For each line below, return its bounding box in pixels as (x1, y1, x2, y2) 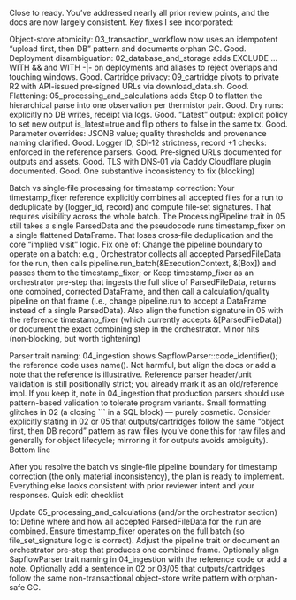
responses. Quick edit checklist (9, 490, 124, 500)
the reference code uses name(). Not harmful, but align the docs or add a (9, 360, 277, 370)
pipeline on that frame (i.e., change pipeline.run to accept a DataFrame (9, 296, 267, 306)
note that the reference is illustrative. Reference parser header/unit (9, 369, 252, 380)
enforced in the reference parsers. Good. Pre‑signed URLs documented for (9, 147, 283, 158)
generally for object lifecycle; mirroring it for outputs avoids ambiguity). (9, 435, 269, 445)
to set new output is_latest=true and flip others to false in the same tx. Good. (9, 119, 288, 129)
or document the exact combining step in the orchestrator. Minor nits (9, 324, 260, 335)
